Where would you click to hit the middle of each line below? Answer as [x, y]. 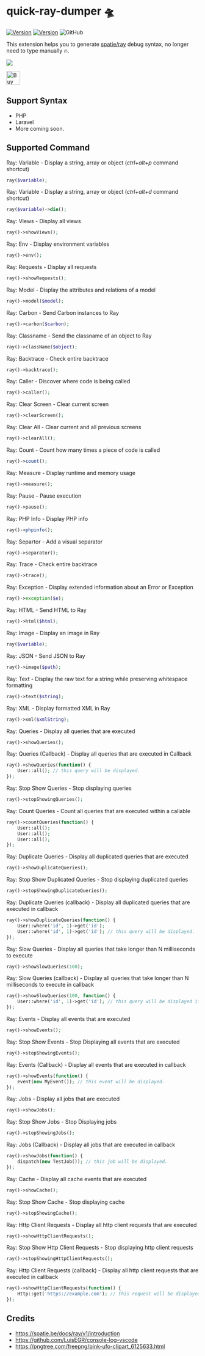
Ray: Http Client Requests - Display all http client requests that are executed [102, 1225]
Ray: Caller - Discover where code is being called [68, 381]
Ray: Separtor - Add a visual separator [55, 542]
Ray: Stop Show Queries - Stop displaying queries [69, 788]
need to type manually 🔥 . [38, 50]
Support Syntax [37, 101]
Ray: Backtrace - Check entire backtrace [57, 358]
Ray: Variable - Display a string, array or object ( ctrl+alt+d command [92, 192]
